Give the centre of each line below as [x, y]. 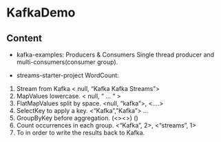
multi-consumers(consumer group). [67, 62]
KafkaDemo [41, 13]
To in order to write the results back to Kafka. [81, 133]
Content [24, 38]
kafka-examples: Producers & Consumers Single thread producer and [115, 54]
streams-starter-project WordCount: [68, 75]
